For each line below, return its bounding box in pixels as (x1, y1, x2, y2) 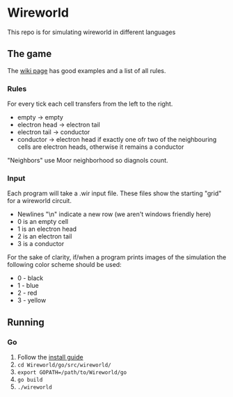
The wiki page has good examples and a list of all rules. (7, 66, 166, 74)
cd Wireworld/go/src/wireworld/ (17, 362, 111, 369)
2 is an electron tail (17, 232, 72, 241)
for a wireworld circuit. (7, 197, 72, 205)
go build (17, 377, 43, 384)
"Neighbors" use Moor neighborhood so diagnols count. (7, 156, 168, 165)
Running (7, 316, 45, 328)
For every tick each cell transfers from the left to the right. (7, 99, 173, 108)
